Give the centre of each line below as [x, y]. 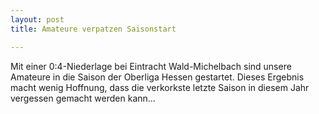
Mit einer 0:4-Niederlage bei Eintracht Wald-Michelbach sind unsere [151, 66]
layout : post [37, 19]
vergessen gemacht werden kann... [83, 98]
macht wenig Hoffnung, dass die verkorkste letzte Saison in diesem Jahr [160, 87]
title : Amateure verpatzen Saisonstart [93, 29]
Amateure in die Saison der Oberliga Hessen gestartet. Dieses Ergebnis [157, 77]
